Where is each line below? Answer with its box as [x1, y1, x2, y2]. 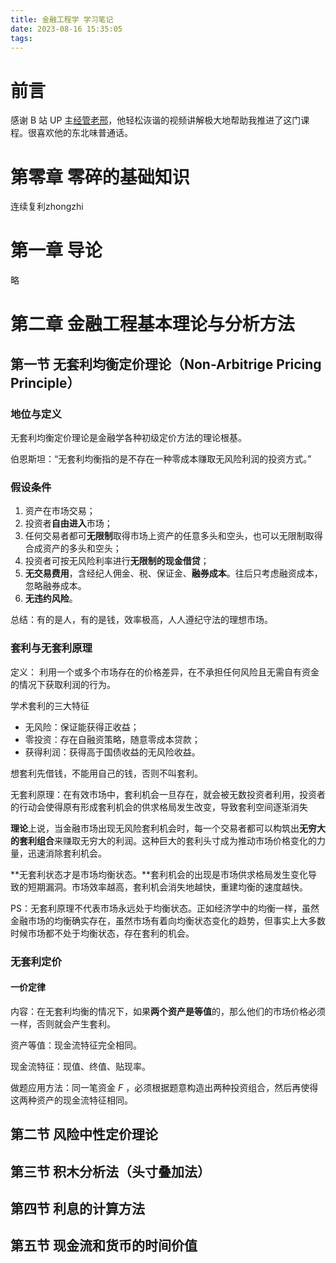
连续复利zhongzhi [10, 201, 84, 213]
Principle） [10, 374, 81, 391]
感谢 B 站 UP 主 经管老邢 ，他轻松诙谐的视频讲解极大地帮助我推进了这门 [10, 114, 302, 126]
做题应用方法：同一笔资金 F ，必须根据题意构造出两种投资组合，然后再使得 [10, 1081, 319, 1093]
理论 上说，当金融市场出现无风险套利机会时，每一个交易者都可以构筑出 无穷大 [10, 822, 326, 834]
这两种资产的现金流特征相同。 [10, 1094, 133, 1106]
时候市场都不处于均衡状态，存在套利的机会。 [10, 927, 195, 939]
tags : [10, 33, 33, 43]
